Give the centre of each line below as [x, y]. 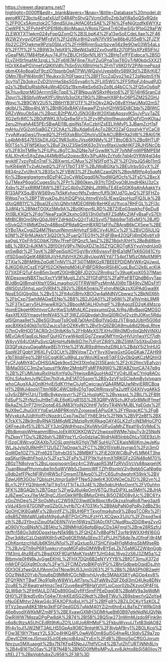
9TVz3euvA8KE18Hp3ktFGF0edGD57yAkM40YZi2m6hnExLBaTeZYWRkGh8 [83, 607]
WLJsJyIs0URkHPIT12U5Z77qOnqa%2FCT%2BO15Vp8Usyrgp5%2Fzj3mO [82, 447]
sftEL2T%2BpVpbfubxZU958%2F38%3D [47, 654]
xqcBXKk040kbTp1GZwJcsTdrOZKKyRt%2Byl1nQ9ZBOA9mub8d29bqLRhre [83, 326]
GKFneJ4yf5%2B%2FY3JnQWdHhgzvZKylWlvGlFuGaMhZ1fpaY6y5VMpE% [83, 426]
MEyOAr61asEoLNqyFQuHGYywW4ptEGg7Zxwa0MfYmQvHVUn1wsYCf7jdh [83, 336]
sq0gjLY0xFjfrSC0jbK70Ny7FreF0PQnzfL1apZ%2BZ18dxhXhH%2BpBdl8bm [83, 241]
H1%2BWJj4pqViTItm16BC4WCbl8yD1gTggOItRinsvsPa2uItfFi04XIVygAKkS [83, 389]
